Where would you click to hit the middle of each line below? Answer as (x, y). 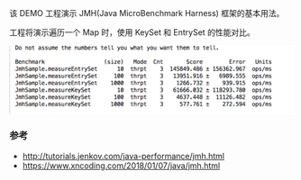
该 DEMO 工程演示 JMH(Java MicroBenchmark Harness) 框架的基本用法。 (147, 13)
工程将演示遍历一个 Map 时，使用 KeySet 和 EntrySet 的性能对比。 (132, 32)
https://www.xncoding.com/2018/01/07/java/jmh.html (121, 166)
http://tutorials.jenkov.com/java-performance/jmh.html (123, 156)
